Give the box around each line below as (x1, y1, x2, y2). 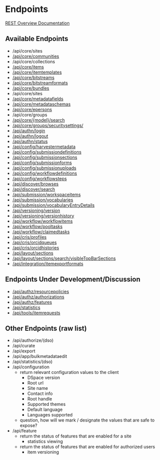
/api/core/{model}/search (12, 117, 65, 123)
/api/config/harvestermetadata (12, 144, 76, 150)
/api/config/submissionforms (12, 159, 72, 166)
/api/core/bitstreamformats (12, 80, 68, 86)
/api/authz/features (12, 299, 52, 305)
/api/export (12, 348, 36, 354)
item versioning (27, 449, 59, 455)
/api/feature (12, 428, 37, 434)
